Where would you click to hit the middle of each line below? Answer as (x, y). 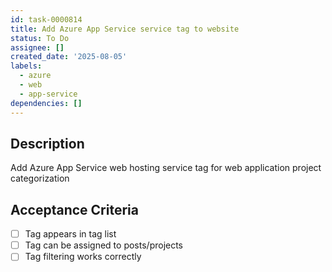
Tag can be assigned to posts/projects (104, 245)
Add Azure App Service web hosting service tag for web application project (166, 168)
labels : (26, 66)
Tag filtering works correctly (83, 257)
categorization (40, 178)
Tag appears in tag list (70, 234)
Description (47, 143)
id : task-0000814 (46, 19)
